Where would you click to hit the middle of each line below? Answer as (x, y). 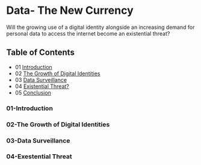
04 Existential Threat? (42, 86)
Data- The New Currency (70, 11)
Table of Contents (41, 53)
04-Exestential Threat (39, 157)
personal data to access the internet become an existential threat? (88, 33)
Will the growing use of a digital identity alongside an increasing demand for (100, 27)
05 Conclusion (33, 92)
